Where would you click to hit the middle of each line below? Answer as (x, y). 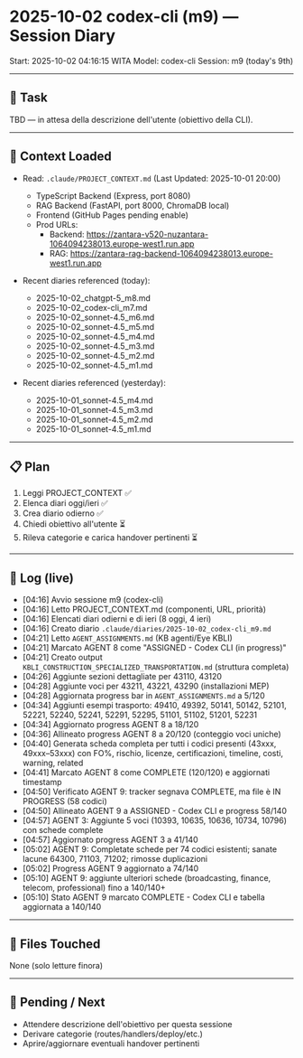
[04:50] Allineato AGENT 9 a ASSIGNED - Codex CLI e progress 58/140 (154, 811)
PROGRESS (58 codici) (65, 801)
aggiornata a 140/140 (62, 907)
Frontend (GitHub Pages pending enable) (112, 215)
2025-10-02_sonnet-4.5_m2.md (95, 355)
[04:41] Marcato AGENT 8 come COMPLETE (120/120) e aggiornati (146, 772)
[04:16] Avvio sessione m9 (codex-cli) (93, 600)
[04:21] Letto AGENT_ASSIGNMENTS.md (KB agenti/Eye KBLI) (127, 638)
